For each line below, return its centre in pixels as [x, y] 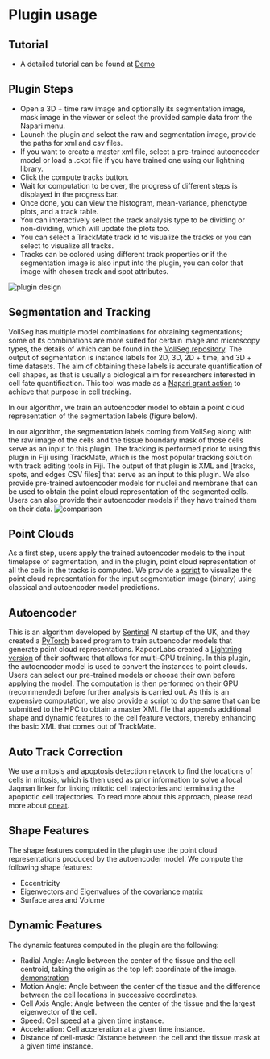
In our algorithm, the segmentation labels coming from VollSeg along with [130, 431]
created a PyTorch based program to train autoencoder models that [120, 641]
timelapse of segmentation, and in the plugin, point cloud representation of [133, 562]
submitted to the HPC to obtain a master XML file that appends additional [130, 709]
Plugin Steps [41, 89]
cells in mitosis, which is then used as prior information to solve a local [125, 780]
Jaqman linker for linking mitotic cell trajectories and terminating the [121, 788]
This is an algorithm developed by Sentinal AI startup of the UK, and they [129, 632]
